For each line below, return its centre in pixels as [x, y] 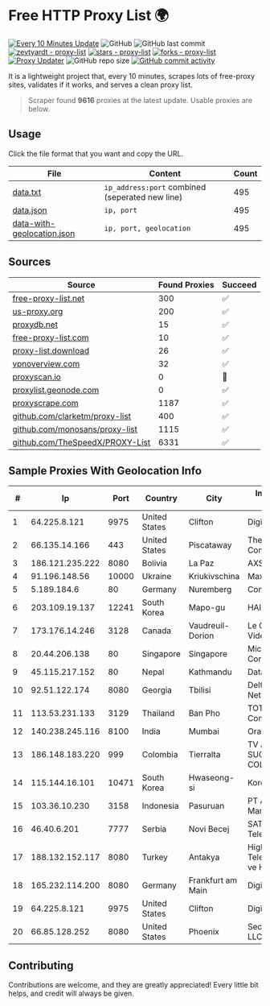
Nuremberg [210, 590]
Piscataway [210, 545]
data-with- [34, 223]
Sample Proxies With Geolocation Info [105, 471]
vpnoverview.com [46, 363]
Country [162, 499]
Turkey [155, 857]
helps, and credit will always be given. [71, 994]
